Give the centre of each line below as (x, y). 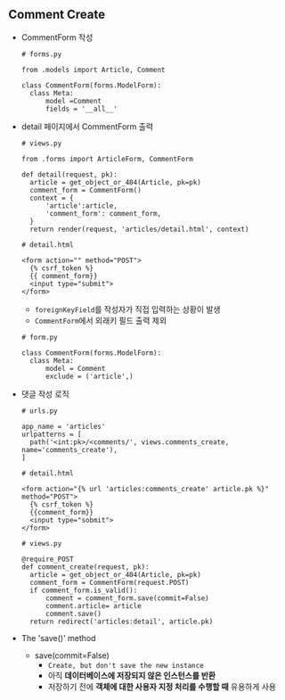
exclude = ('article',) (90, 376)
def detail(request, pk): (69, 174)
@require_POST (47, 559)
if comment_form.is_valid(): (84, 590)
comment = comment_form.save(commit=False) (127, 598)
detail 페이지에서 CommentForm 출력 (87, 126)
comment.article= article (93, 605)
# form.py (40, 337)
